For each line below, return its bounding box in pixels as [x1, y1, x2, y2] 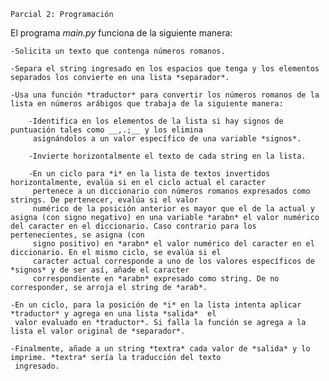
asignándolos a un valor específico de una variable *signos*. [32, 134, 302, 144]
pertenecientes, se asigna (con [10, 230, 145, 240]
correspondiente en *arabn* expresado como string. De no [32, 274, 280, 284]
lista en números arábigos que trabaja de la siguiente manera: [10, 99, 284, 109]
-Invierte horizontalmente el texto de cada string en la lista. [28, 151, 307, 161]
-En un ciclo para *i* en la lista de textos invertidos [28, 169, 271, 179]
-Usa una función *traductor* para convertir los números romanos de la [10, 90, 320, 100]
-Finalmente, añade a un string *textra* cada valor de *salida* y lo [10, 344, 311, 354]
